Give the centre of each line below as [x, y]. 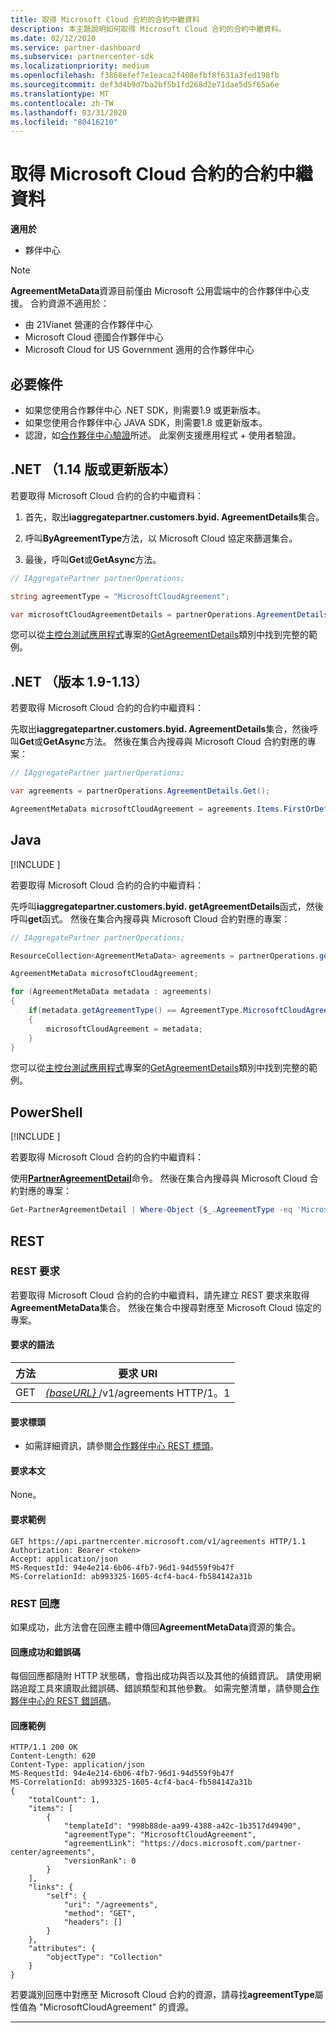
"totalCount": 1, [64, 1800]
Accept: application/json [64, 1559]
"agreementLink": [100, 1844]
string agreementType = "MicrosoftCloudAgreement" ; [120, 596]
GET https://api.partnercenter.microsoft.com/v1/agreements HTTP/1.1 [158, 1541]
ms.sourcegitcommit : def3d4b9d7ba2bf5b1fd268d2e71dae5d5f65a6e [145, 85]
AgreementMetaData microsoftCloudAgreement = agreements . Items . [147, 809]
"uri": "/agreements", [111, 1905]
